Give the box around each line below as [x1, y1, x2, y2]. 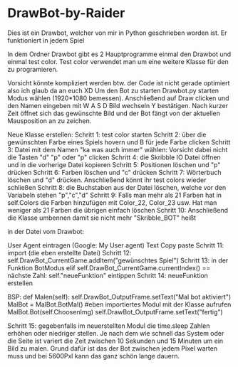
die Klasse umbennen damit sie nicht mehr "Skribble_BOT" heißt [7, 213, 197, 222]
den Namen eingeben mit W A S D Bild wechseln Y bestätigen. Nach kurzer [7, 101, 229, 110]
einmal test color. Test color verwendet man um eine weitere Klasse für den [7, 57, 229, 65]
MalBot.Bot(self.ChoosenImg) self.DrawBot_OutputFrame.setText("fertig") [7, 307, 223, 316]
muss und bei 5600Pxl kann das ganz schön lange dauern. [7, 351, 180, 360]
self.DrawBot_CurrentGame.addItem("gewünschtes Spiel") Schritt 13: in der [7, 256, 229, 265]
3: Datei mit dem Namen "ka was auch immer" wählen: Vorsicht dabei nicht [7, 145, 228, 154]
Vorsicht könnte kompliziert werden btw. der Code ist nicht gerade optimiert [7, 78, 230, 87]
